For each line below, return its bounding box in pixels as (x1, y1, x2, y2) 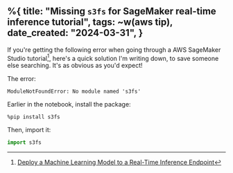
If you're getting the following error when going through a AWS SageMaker (7, 45, 221, 54)
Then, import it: (7, 126, 51, 134)
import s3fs (7, 139, 42, 146)
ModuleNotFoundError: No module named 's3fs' (7, 88, 141, 95)
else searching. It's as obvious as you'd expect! (7, 62, 144, 70)
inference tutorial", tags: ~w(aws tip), (7, 17, 173, 28)
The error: (7, 75, 36, 83)
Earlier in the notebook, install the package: (7, 100, 131, 109)
